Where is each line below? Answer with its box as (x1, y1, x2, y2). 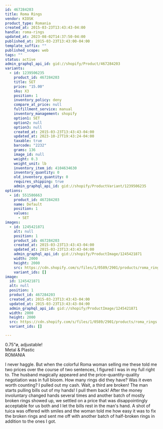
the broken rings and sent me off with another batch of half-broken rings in (5, 413, 155, 419)
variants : (5, 66, 25, 71)
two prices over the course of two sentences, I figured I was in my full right (5, 366, 155, 373)
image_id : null (14, 152, 45, 157)
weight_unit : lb (14, 161, 47, 166)
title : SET (14, 79, 36, 84)
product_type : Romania (5, 20, 51, 26)
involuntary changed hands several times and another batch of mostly (5, 392, 145, 398)
